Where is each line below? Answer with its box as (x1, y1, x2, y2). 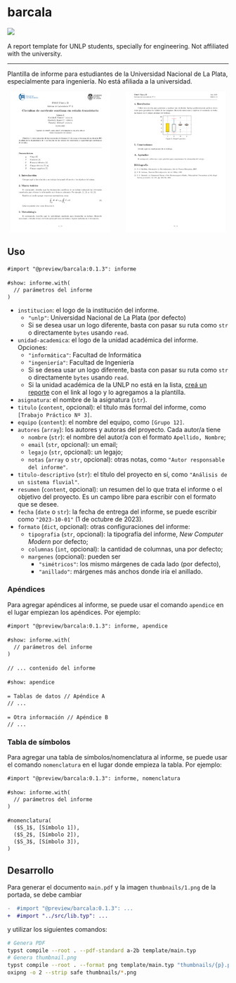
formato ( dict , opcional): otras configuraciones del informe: (17, 522, 190, 530)
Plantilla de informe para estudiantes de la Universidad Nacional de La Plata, (7, 70, 228, 78)
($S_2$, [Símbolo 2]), (13, 831, 80, 838)
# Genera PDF (7, 939, 46, 946)
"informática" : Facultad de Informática (27, 351, 142, 359)
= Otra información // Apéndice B (7, 714, 109, 721)
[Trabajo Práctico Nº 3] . (17, 410, 93, 419)
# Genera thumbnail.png (7, 954, 77, 961)
